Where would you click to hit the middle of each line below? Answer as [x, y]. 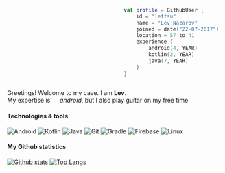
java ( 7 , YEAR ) [168, 61]
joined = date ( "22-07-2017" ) [178, 29]
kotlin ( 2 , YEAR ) [171, 55]
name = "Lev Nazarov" [167, 23]
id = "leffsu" [156, 16]
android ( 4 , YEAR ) [173, 49]
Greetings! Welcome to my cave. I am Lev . [67, 93]
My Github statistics [37, 147]
